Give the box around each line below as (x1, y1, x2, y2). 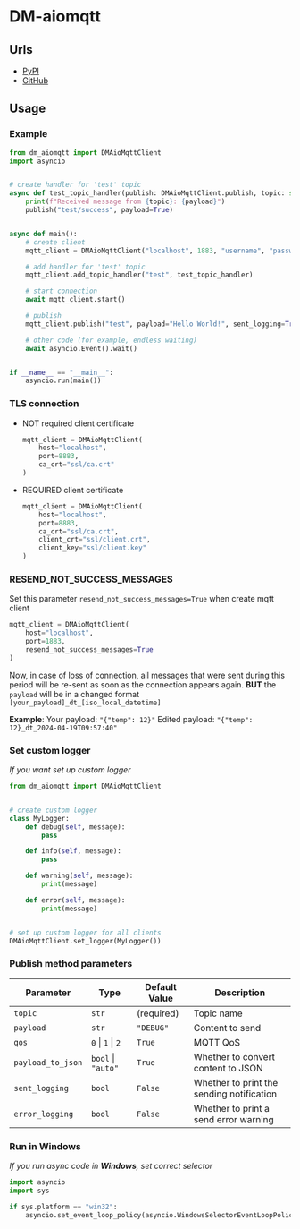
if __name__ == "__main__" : (9, 368, 114, 377)
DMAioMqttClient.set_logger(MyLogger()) (9, 936, 162, 945)
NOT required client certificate (21, 418, 135, 429)
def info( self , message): (25, 847, 122, 856)
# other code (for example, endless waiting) (25, 336, 198, 345)
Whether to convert (193, 1050, 275, 1063)
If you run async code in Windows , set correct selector (9, 1161, 213, 1172)
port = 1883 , (25, 637, 66, 646)
